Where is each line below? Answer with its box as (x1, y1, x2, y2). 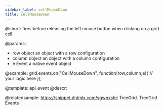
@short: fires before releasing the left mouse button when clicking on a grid (5, 25, 159, 31)
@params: (5, 40, 26, 46)
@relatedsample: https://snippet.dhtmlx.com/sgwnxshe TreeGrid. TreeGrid (5, 95, 157, 101)
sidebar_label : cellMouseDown (5, 7, 68, 12)
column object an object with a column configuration (12, 55, 120, 61)
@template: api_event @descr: (5, 85, 68, 91)
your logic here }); (5, 75, 42, 81)
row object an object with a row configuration (12, 50, 105, 56)
